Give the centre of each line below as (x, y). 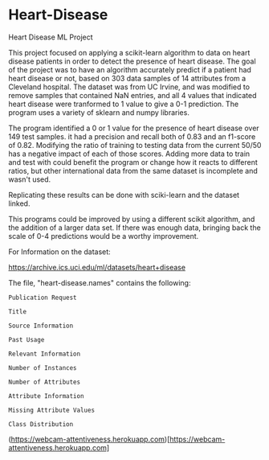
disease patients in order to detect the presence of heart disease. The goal (132, 61)
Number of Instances (43, 368)
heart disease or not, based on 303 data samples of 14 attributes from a (127, 78)
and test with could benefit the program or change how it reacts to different (133, 162)
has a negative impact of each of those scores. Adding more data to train (129, 154)
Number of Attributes (45, 382)
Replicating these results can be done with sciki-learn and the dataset (124, 195)
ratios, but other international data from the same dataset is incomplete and (133, 170)
